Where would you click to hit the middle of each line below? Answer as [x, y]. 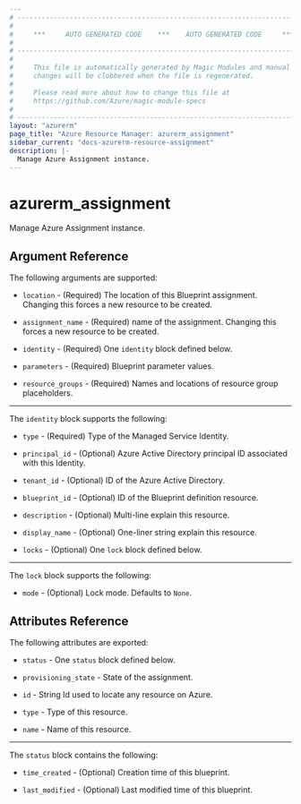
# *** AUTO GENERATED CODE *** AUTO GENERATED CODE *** [152, 34]
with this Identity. [54, 463]
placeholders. [47, 393]
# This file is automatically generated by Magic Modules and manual [150, 68]
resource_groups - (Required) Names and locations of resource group [150, 384]
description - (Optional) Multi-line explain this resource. [126, 515]
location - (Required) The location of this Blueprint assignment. [140, 295]
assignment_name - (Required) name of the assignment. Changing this [149, 322]
